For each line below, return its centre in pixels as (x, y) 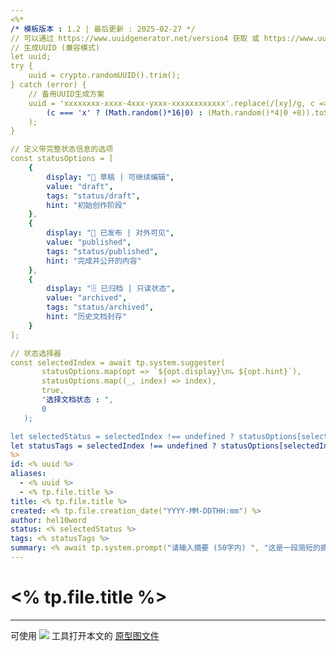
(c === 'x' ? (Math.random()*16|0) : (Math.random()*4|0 (167, 112)
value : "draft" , (80, 186)
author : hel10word (48, 520)
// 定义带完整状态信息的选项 (62, 149)
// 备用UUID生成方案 (66, 94)
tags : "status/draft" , (93, 196)
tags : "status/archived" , (100, 307)
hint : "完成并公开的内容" (94, 261)
